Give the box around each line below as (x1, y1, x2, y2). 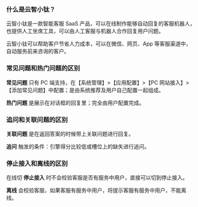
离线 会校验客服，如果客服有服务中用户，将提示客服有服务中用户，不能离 (6, 187, 187, 194)
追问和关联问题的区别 (6, 115, 68, 124)
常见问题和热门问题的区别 (6, 64, 80, 72)
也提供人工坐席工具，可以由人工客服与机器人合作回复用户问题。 (6, 28, 164, 35)
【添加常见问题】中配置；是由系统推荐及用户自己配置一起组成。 (6, 86, 164, 93)
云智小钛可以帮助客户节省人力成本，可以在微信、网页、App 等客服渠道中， (6, 40, 191, 47)
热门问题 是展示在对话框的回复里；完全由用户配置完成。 (6, 99, 145, 106)
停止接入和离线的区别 (6, 159, 68, 168)
